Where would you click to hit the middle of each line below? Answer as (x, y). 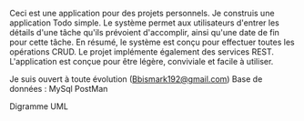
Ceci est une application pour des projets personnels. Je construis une (142, 13)
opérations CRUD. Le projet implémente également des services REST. (142, 52)
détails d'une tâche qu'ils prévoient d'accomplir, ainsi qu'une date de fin (145, 32)
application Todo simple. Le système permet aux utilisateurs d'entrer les (144, 23)
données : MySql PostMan (59, 89)
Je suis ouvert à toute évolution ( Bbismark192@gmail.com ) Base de (136, 79)
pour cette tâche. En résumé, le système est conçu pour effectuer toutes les (152, 42)
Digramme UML (39, 106)
